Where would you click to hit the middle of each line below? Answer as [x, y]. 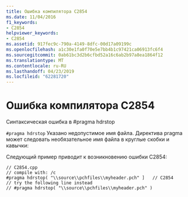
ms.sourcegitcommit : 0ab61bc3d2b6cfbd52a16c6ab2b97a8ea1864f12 [85, 55]
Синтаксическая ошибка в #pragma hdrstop [60, 122]
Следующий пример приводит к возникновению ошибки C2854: [87, 157]
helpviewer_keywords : [32, 33]
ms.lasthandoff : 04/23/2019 [40, 71]
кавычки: [18, 146]
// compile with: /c [31, 173]
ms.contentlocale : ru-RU [36, 66]
